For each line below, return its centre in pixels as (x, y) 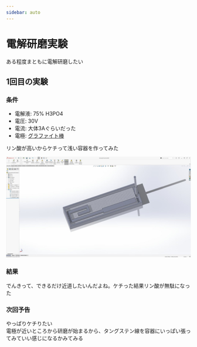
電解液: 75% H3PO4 (39, 114)
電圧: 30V (26, 121)
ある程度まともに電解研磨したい (45, 61)
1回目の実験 (27, 81)
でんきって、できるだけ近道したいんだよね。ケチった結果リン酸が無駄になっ (98, 285)
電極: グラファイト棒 (39, 136)
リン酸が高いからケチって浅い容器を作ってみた (62, 148)
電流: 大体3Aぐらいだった (45, 129)
